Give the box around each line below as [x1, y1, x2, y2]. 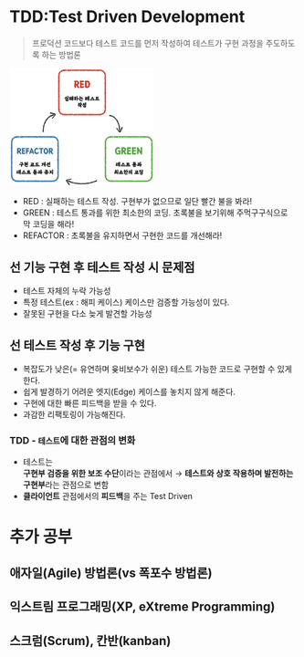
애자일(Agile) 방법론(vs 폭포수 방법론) [9, 565, 213, 580]
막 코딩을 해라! [22, 219, 75, 230]
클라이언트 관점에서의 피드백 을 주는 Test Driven [22, 491, 194, 502]
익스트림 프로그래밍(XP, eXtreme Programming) [9, 600, 276, 615]
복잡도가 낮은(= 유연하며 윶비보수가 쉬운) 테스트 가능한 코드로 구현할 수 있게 [22, 363, 292, 375]
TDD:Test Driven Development [9, 6, 246, 27]
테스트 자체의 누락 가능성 [22, 286, 111, 297]
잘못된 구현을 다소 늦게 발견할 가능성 [22, 308, 152, 319]
